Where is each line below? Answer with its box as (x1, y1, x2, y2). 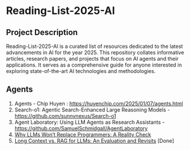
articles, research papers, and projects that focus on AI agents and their (6, 55, 179, 62)
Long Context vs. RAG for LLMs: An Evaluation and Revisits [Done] (14, 137, 174, 144)
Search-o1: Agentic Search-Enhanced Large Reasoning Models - (14, 106, 170, 113)
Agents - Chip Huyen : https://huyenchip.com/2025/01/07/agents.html (14, 100, 184, 107)
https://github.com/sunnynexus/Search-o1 (14, 112, 117, 119)
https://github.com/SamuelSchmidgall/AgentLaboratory (14, 124, 148, 132)
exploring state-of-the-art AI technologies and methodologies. (6, 68, 156, 74)
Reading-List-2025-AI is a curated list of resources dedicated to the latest (6, 43, 184, 50)
